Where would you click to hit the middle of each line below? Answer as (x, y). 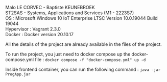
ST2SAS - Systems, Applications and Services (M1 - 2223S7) (70, 13)
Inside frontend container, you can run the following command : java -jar (83, 69)
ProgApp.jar (18, 74)
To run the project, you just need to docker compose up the (68, 54)
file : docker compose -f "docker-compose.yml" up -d (90, 60)
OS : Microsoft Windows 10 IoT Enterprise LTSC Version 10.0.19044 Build (81, 18)
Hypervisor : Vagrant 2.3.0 (33, 29)
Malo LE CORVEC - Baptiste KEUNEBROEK (50, 7)
